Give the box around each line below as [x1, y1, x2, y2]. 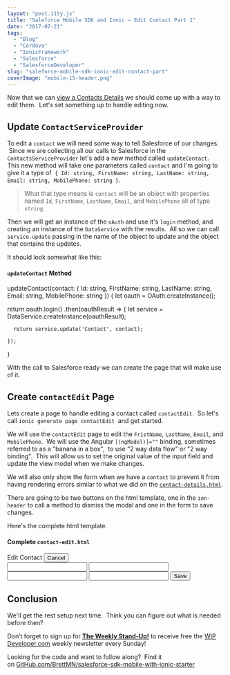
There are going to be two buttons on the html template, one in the [7, 494, 197, 502]
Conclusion [7, 593, 58, 604]
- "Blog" [13, 36, 39, 43]
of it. [7, 371, 21, 379]
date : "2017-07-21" [7, 23, 64, 30]
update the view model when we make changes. [7, 460, 145, 468]
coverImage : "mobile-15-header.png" [7, 74, 113, 82]
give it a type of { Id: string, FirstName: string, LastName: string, [7, 169, 210, 177]
